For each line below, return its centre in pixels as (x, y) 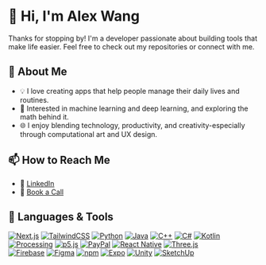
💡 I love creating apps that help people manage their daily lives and (129, 91)
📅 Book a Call (42, 192)
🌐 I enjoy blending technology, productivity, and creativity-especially (132, 125)
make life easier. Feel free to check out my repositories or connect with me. (131, 46)
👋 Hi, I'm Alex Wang (74, 16)
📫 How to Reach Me (59, 160)
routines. (34, 99)
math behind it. (44, 117)
